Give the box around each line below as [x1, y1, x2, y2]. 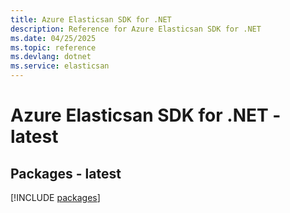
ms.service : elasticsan [10, 61, 110, 71]
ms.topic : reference [10, 42, 97, 53]
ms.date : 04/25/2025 [10, 33, 97, 43]
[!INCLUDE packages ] [10, 192, 101, 203]
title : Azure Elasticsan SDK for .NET [10, 14, 172, 25]
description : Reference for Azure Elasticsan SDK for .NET [10, 24, 262, 34]
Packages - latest [10, 165, 122, 182]
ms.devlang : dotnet [10, 52, 92, 62]
